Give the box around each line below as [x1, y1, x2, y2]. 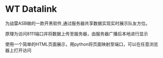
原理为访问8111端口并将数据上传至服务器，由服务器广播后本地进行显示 [5, 30, 148, 36]
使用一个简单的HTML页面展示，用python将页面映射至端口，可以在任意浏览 [5, 41, 158, 47]
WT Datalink [5, 3, 57, 15]
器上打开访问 [5, 47, 31, 53]
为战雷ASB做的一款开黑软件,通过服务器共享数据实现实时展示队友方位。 [5, 20, 150, 26]
